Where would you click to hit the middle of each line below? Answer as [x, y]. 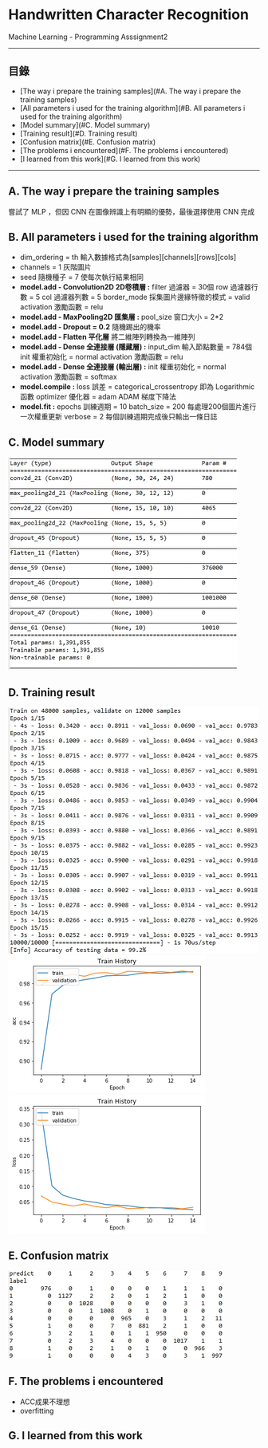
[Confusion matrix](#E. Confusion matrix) [88, 142]
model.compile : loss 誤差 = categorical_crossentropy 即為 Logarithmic [137, 387]
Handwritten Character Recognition [129, 15]
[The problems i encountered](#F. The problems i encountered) [124, 150]
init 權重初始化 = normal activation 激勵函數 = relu [101, 357]
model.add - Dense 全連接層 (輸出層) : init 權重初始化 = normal [123, 367]
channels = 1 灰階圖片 [55, 267]
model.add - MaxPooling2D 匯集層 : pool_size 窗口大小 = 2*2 [122, 317]
